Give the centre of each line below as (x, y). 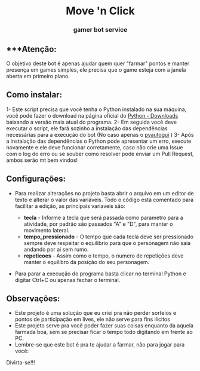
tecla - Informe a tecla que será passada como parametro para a (103, 217)
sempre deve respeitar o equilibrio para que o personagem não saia (107, 243)
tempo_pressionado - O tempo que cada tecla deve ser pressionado (109, 237)
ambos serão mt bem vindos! (42, 160)
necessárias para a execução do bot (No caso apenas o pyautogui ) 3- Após (100, 134)
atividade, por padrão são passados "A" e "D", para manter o (98, 224)
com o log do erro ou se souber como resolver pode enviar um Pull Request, (100, 154)
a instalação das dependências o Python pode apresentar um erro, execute (99, 141)
